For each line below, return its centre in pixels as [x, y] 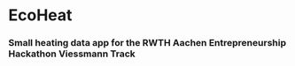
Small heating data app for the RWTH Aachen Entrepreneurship [147, 43]
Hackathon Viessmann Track [72, 54]
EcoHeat [40, 15]
